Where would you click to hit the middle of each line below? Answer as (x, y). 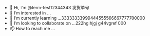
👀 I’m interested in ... (30, 13)
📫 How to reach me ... (32, 29)
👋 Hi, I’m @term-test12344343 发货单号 (49, 7)
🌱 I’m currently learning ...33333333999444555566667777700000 (77, 18)
